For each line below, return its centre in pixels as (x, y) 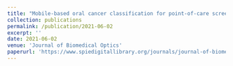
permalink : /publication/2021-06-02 (60, 26)
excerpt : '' (24, 33)
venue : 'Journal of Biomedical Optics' (65, 45)
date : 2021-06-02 (32, 39)
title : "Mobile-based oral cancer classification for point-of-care (108, 13)
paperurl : (21, 52)
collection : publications (44, 20)
